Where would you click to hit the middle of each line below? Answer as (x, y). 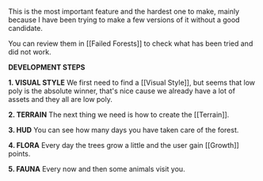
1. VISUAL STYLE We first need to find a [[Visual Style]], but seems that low (132, 83)
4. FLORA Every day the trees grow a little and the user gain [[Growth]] (124, 145)
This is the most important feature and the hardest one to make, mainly (124, 11)
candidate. (26, 28)
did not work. (30, 52)
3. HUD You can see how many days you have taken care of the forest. (124, 130)
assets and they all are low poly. (60, 99)
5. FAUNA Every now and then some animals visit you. (97, 169)
